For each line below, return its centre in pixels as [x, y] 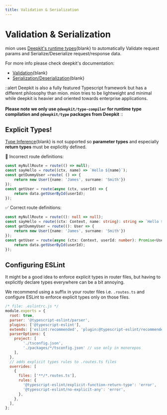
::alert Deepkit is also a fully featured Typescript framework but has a [76, 88]
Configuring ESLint [35, 265]
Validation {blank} [30, 73]
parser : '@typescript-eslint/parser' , [50, 320]
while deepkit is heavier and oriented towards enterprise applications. [77, 98]
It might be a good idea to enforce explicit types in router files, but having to [83, 277]
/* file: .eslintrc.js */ [32, 307]
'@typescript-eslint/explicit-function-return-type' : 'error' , [90, 385]
